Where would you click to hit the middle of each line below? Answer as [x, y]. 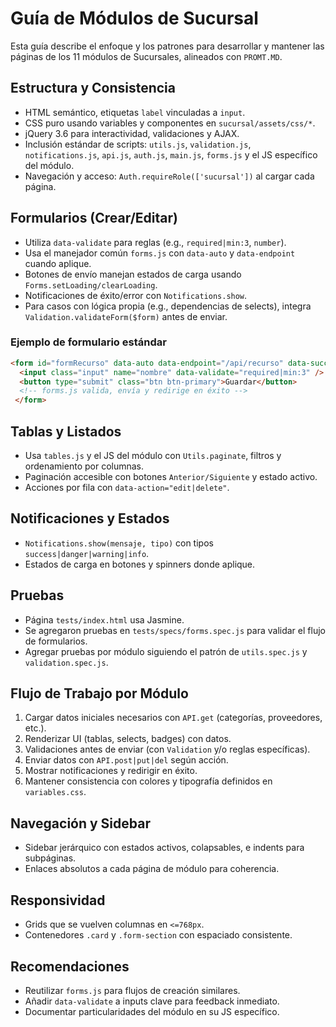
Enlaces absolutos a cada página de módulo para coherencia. [152, 869]
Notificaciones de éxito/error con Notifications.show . [136, 295]
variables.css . [55, 792]
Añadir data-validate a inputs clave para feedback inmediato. [152, 1001]
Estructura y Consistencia [93, 88]
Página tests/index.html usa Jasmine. [104, 619]
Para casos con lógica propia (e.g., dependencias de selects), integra [168, 306]
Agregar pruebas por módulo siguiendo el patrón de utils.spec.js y [166, 651]
